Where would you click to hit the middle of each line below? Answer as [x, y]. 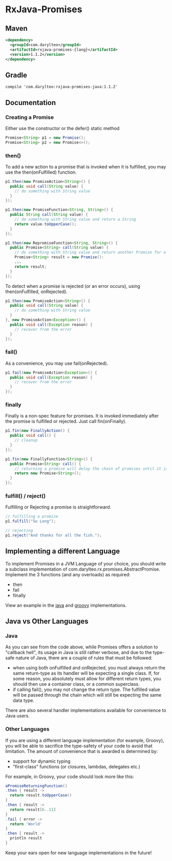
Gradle [16, 75]
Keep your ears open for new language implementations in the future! [79, 853]
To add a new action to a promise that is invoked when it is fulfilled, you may [86, 166]
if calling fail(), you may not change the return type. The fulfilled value [86, 689]
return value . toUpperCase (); [46, 224]
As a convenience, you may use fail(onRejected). [57, 363]
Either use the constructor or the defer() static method [62, 128]
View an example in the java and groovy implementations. [66, 605]
